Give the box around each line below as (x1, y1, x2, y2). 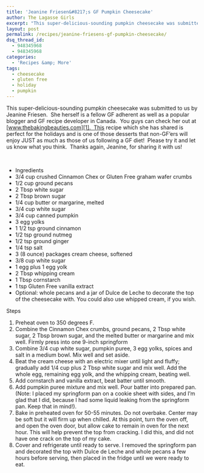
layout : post (6, 25, 39, 32)
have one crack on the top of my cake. (15, 435, 112, 442)
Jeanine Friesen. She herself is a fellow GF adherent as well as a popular (6, 110, 189, 118)
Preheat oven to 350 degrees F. (15, 319, 95, 326)
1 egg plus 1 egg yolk (15, 263, 68, 270)
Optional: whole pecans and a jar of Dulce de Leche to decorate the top (15, 289, 194, 296)
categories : (6, 54, 36, 60)
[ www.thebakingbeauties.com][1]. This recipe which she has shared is (6, 124, 184, 131)
